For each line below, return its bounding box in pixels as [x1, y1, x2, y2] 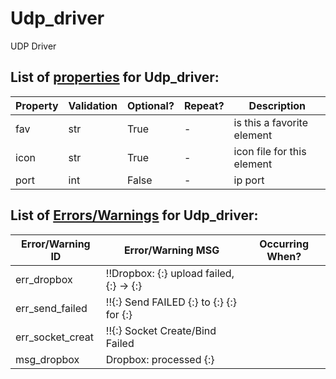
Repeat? [183, 98, 225, 112]
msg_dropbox [15, 352, 80, 366]
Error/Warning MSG [123, 243, 220, 257]
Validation [68, 98, 118, 112]
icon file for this [233, 144, 307, 158]
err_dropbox [15, 272, 73, 286]
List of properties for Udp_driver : [10, 69, 220, 86]
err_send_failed [15, 301, 88, 315]
